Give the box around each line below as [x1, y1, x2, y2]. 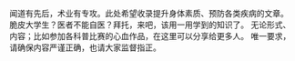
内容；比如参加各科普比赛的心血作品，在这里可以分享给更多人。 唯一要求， [9, 31, 291, 41]
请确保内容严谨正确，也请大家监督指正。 [9, 42, 161, 53]
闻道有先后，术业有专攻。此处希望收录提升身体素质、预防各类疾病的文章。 [9, 8, 289, 18]
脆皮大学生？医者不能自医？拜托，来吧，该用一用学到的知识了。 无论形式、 [9, 19, 291, 30]
